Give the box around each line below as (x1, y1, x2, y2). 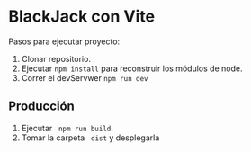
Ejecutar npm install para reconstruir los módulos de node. (21, 63, 243, 74)
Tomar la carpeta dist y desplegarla (21, 132, 160, 143)
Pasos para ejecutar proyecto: (8, 36, 121, 47)
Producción (8, 99, 76, 114)
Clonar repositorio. (21, 53, 92, 64)
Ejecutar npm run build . (21, 122, 114, 133)
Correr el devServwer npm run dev (21, 72, 148, 83)
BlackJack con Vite (8, 6, 155, 27)
